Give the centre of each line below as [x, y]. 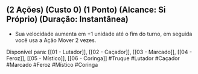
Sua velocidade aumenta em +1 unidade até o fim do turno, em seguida [104, 34]
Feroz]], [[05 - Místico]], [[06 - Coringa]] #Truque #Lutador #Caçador [93, 58]
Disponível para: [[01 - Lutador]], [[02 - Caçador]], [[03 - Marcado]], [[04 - [99, 52]
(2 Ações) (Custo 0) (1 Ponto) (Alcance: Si [86, 10]
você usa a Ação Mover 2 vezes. [56, 40]
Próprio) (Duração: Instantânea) [67, 20]
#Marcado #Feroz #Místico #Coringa [52, 64]
